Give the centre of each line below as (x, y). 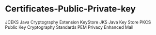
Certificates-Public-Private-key (70, 9)
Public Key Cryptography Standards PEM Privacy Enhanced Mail (69, 27)
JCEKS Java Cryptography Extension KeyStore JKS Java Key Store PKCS (78, 22)
